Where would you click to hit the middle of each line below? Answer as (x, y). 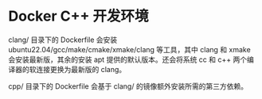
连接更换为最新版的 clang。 (81, 69)
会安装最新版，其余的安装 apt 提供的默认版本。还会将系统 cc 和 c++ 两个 (128, 59)
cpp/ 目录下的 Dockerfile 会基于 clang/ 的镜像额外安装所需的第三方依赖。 (128, 86)
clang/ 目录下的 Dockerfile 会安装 (63, 40)
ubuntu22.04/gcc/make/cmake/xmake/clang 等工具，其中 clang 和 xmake (129, 49)
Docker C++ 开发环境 (78, 16)
